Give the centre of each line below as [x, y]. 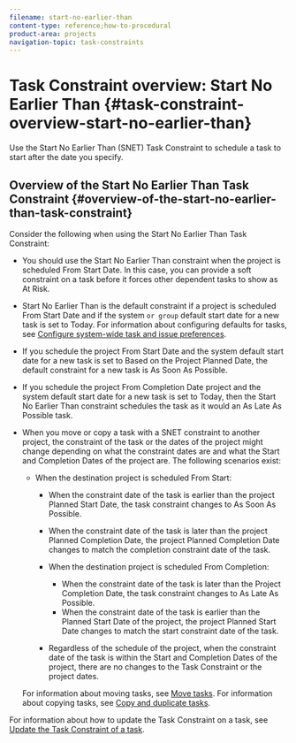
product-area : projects [53, 34]
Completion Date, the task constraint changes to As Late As [170, 593]
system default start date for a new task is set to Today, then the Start [149, 396]
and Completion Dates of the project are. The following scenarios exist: [151, 460]
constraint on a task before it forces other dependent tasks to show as [150, 279]
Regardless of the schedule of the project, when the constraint [162, 648]
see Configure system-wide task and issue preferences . [124, 334]
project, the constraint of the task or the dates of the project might [142, 442]
